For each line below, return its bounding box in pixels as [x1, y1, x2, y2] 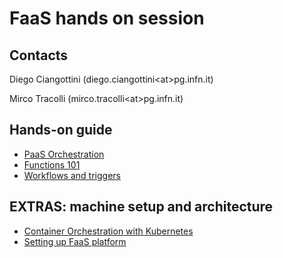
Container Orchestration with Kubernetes [23, 225, 194, 237]
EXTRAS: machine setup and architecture [9, 198, 274, 216]
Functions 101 [23, 158, 81, 171]
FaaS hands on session [9, 7, 205, 30]
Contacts [9, 47, 69, 64]
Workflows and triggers [23, 169, 121, 181]
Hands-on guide [9, 122, 113, 139]
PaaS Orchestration [23, 148, 105, 160]
